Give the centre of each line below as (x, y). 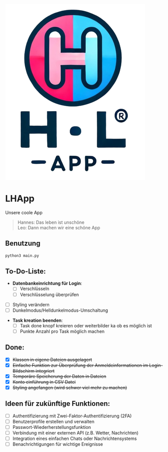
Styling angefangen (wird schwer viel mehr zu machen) (70, 387)
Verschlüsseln (34, 289)
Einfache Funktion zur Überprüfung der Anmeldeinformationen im (80, 365)
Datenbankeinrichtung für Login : (47, 284)
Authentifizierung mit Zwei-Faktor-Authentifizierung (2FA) (72, 416)
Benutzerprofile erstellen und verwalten (53, 421)
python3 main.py (22, 255)
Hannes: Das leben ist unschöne (51, 222)
